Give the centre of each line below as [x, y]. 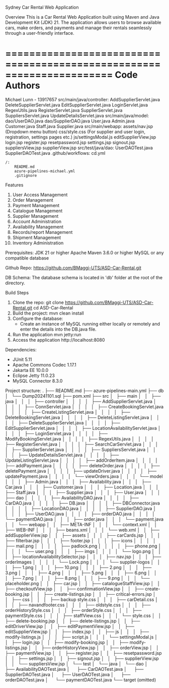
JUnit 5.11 [22, 359]
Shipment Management [37, 237]
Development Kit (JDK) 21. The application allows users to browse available [83, 22]
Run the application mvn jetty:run [47, 334]
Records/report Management [43, 232]
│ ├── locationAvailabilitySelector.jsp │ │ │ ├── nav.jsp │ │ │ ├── [83, 556]
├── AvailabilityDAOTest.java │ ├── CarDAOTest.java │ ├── [74, 669]
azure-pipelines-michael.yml [45, 171]
